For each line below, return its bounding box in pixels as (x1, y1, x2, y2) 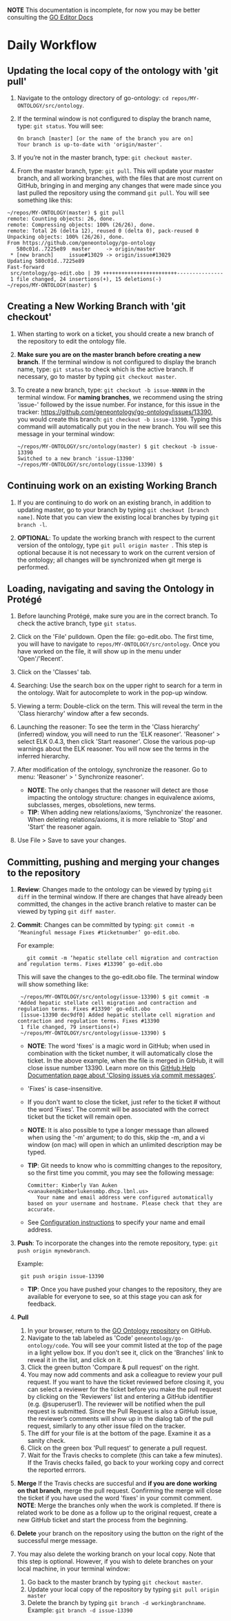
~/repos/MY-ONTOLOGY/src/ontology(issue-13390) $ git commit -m (20, 994, 209, 1001)
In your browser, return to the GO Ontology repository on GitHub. (27, 1326, 212, 1335)
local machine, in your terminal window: (17, 1564, 130, 1573)
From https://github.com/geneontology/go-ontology (7, 239, 156, 246)
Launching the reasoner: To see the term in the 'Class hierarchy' (17, 723, 200, 731)
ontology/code (27, 1342, 68, 1350)
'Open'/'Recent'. (17, 655, 64, 663)
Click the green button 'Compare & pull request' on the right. (27, 1363, 200, 1372)
